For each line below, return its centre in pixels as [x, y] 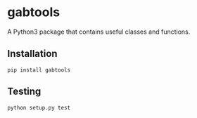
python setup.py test [39, 107]
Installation [32, 54]
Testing [24, 92]
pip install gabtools [39, 70]
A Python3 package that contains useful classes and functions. [99, 32]
